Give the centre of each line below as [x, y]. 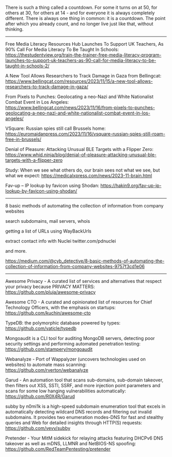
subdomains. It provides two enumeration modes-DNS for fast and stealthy [84, 417]
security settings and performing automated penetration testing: [73, 344]
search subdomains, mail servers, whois [48, 221]
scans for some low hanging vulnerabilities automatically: [66, 391]
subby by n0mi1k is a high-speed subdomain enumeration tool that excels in [85, 406]
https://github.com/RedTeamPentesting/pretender [58, 449]
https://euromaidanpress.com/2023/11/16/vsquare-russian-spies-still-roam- [85, 134]
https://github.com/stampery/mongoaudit [49, 349]
